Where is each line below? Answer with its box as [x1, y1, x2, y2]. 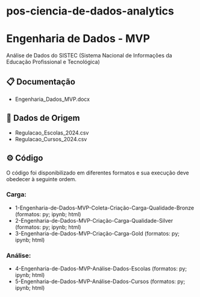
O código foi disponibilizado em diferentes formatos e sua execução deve [6, 169, 189, 176]
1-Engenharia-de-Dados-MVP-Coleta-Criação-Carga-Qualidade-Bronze [14, 204, 195, 211]
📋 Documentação [6, 77, 75, 87]
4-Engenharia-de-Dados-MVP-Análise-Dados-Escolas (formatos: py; [14, 265, 187, 272]
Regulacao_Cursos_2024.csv [14, 135, 87, 142]
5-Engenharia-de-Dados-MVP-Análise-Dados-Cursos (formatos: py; [14, 278, 186, 285]
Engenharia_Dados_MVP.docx [14, 95, 90, 103]
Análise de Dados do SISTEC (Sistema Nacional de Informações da [6, 52, 173, 59]
